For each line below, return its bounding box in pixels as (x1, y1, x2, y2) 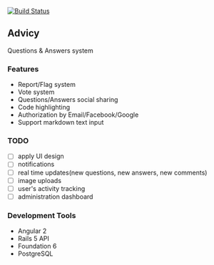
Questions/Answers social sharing (17, 95, 118, 104)
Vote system (17, 88, 55, 96)
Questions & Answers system (7, 46, 94, 55)
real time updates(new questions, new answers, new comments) (17, 168, 208, 177)
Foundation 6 (17, 242, 57, 251)
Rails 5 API (17, 234, 50, 243)
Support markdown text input (17, 118, 104, 127)
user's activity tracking (17, 184, 86, 192)
